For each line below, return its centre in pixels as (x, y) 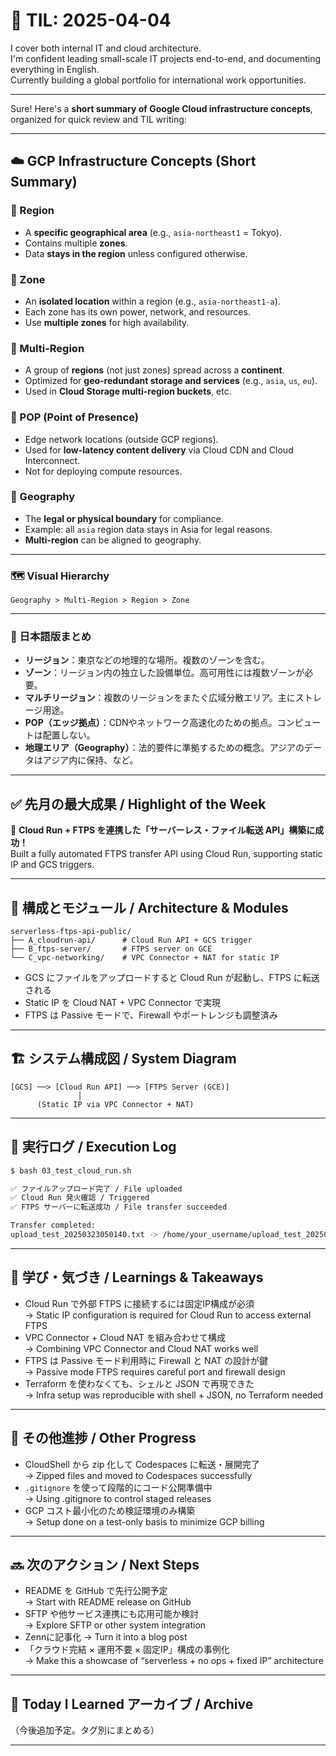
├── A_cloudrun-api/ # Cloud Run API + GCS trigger (131, 940)
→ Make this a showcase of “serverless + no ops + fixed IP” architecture (174, 1661)
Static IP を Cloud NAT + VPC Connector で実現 (122, 1003)
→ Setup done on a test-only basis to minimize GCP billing (144, 1521)
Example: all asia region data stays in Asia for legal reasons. (148, 529)
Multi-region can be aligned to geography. (113, 540)
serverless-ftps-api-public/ (71, 932)
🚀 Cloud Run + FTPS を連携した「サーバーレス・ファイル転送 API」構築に (163, 830)
